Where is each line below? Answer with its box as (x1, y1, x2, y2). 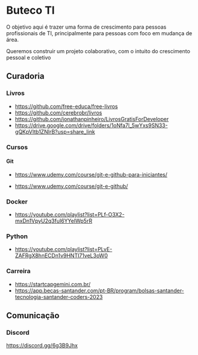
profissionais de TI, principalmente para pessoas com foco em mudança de (6, 29, 193, 36)
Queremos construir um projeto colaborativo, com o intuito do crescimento (6, 47, 190, 54)
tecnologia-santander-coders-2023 (14, 293, 103, 300)
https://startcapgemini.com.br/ (14, 280, 91, 288)
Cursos (6, 143, 28, 151)
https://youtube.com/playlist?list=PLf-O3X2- (14, 211, 125, 218)
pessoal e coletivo (6, 54, 51, 61)
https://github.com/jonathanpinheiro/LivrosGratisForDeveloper (14, 115, 169, 122)
